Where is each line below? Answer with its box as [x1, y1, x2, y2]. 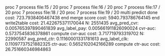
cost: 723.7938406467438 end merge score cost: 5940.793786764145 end [5, 15, 160, 20]
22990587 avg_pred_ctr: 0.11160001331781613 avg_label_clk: [5, 36, 129, 42]
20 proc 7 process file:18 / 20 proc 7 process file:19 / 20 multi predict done [5, 9, 158, 15]
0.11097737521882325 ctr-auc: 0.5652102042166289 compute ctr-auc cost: [5, 41, 161, 47]
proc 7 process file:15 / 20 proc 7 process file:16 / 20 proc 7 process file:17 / [5, 4, 160, 10]
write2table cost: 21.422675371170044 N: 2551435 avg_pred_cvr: [5, 20, 139, 26]
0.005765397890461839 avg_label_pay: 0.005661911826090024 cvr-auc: [5, 25, 156, 31]
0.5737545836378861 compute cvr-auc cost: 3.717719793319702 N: [5, 31, 145, 36]
